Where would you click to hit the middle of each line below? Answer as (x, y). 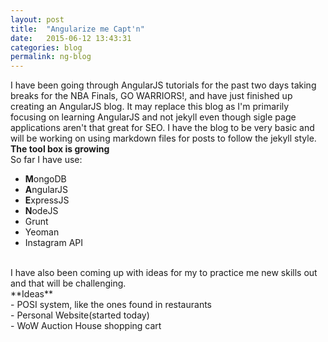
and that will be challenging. (68, 283)
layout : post (37, 19)
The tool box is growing (60, 149)
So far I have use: (46, 160)
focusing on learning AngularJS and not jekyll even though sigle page (153, 117)
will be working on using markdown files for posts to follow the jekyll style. (163, 138)
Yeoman (42, 232)
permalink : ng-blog (51, 57)
